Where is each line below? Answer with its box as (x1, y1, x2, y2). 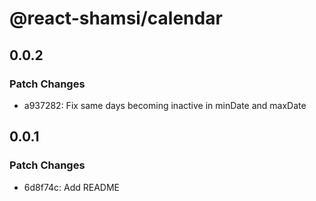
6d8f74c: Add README (23, 181, 121, 193)
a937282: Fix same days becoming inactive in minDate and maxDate (23, 99, 307, 111)
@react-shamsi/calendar (9, 7, 223, 30)
